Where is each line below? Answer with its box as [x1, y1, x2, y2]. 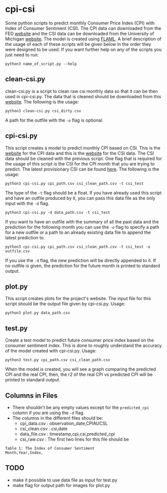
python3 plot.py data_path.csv [5, 311, 70, 316]
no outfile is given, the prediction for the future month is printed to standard [5, 263, 161, 269]
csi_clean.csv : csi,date [19, 426, 68, 432]
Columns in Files [5, 391, 58, 400]
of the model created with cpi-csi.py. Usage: [5, 348, 97, 354]
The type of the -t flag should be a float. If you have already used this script [5, 189, 162, 195]
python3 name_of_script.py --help [5, 61, 77, 66]
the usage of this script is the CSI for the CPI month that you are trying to [5, 161, 155, 166]
